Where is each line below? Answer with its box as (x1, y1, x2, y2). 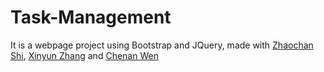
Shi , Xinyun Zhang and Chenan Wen (10, 49, 159, 61)
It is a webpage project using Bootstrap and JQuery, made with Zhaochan (10, 39, 314, 51)
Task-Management (10, 6, 172, 29)
